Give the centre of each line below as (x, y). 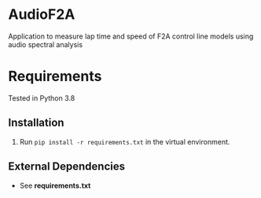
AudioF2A (42, 15)
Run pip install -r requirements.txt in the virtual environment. (125, 141)
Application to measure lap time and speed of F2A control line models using (131, 36)
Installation (36, 123)
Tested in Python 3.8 (42, 98)
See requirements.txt (55, 185)
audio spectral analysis (46, 44)
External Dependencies (67, 167)
